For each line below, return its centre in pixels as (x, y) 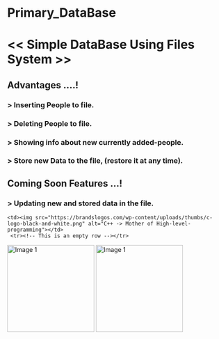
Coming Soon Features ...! (65, 183)
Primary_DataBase (62, 13)
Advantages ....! (43, 85)
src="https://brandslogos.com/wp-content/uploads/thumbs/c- (124, 218)
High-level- (173, 224)
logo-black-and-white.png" (46, 224)
